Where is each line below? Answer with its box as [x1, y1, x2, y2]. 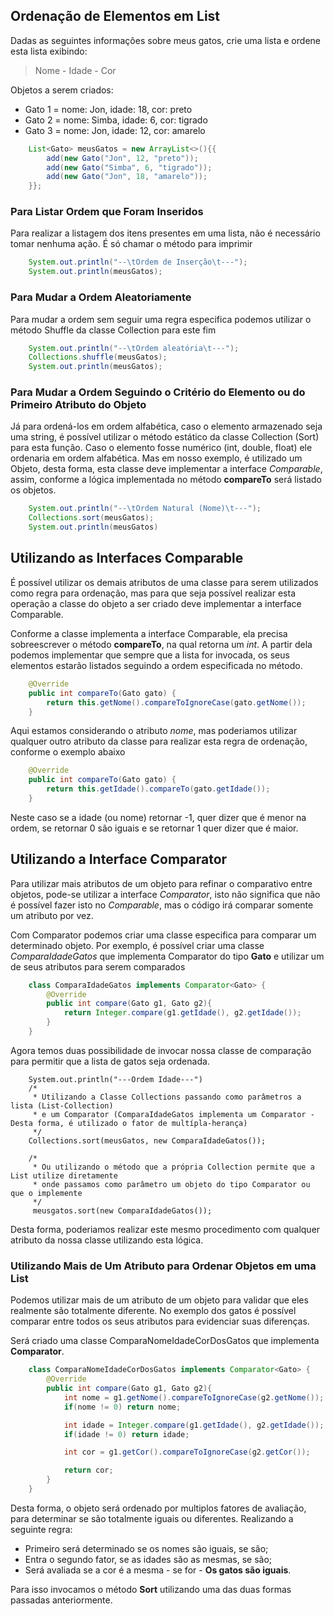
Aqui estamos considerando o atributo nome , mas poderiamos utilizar [10, 725, 298, 737]
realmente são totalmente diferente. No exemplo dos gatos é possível [10, 1305, 297, 1317]
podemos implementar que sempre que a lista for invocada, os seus [10, 649, 290, 661]
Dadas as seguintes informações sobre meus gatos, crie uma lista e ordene [10, 34, 321, 46]
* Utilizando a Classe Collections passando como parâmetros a [32, 1092, 302, 1102]
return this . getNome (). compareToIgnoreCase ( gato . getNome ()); [46, 697, 307, 708]
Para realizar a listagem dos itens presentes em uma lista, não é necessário [10, 227, 321, 239]
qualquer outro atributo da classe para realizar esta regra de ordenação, [10, 735, 308, 748]
